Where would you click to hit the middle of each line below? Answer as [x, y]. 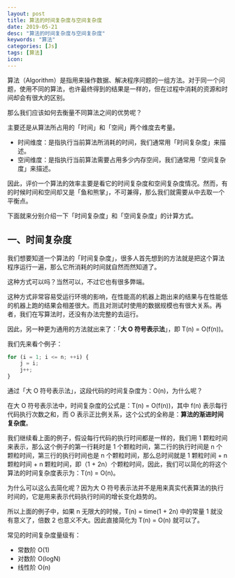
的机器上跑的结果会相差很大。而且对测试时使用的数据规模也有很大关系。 [111, 305]
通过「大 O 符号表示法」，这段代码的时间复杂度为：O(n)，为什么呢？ [105, 391]
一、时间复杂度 [40, 240]
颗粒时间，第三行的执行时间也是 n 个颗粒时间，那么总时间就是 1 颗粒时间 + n [117, 456]
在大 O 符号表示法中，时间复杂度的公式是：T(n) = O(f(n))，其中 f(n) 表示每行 [117, 406]
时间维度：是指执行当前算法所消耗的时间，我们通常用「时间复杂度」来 [119, 142]
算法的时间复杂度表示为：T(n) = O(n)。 [63, 473]
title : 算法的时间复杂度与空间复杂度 [55, 20]
